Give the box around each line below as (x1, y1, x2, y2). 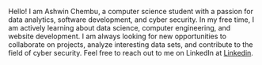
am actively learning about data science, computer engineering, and (8, 23, 231, 32)
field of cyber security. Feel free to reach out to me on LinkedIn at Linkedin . (8, 49, 253, 57)
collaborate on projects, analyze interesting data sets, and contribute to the (8, 40, 253, 49)
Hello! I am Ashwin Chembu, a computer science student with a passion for (8, 7, 254, 16)
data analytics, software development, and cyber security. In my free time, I (8, 15, 255, 24)
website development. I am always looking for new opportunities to (8, 31, 227, 41)
